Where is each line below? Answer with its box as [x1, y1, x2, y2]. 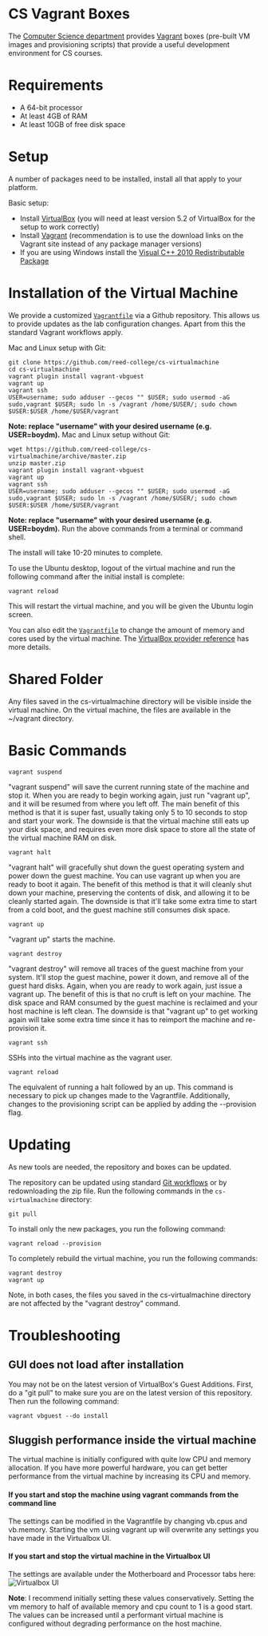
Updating [8, 1136, 72, 1153]
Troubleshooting [8, 1326, 121, 1344]
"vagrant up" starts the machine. [8, 934, 116, 944]
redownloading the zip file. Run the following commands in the [8, 1186, 214, 1196]
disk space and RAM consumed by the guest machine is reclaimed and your [8, 997, 258, 1007]
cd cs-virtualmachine [8, 365, 81, 373]
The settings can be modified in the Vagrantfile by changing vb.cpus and [8, 1516, 247, 1526]
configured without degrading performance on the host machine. [8, 1618, 222, 1628]
